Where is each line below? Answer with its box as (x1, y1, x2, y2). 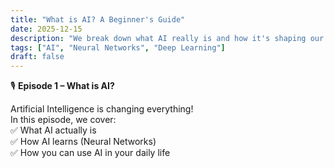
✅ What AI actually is (10, 124, 97, 136)
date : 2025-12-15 (10, 24, 83, 34)
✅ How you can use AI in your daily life (10, 147, 171, 159)
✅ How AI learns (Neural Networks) (10, 136, 157, 148)
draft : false (10, 52, 65, 62)
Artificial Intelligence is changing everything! (10, 103, 194, 115)
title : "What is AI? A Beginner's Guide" (10, 14, 186, 25)
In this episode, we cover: (10, 114, 117, 126)
